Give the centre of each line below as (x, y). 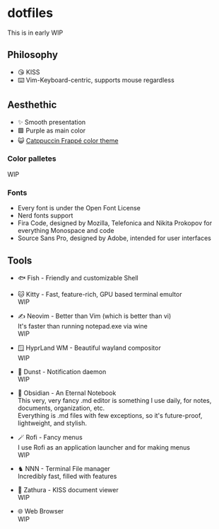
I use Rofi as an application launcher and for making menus (104, 447)
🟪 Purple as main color (52, 130)
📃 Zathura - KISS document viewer (68, 489)
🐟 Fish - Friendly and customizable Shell (78, 278)
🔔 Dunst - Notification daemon (62, 371)
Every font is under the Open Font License (79, 208)
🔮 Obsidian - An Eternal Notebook (67, 393)
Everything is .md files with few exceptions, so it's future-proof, (110, 415)
